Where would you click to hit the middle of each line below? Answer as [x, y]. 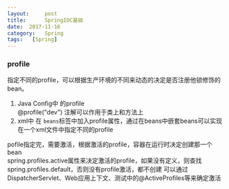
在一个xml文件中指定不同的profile [65, 130]
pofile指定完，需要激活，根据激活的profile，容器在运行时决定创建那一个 [110, 144]
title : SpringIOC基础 [45, 20]
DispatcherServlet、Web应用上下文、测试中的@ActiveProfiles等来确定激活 [114, 178]
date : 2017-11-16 [34, 27]
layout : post [32, 14]
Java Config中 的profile [51, 104]
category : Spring [35, 33]
